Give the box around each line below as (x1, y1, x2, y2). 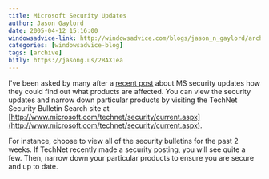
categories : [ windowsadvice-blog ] (8, 42, 124, 50)
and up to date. (8, 161, 58, 171)
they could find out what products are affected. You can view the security (8, 86, 251, 96)
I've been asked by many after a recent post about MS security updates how (8, 78, 260, 88)
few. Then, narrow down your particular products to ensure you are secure (8, 153, 255, 162)
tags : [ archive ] (8, 49, 62, 57)
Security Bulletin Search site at (8, 103, 110, 113)
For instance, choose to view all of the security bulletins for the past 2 (8, 136, 239, 145)
